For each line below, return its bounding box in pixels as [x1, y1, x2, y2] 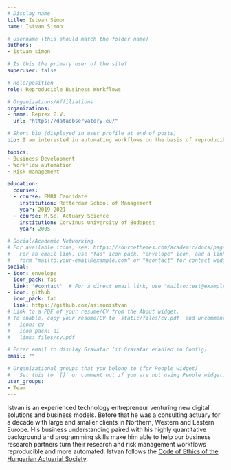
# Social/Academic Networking [7, 238, 94, 245]
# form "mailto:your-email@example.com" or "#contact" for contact [7, 257, 211, 264]
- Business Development [7, 155, 76, 162]
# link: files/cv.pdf [7, 334, 76, 341]
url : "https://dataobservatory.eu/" [13, 118, 118, 125]
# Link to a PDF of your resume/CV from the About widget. [7, 308, 180, 315]
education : [7, 181, 38, 187]
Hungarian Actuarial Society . [7, 454, 88, 462]
